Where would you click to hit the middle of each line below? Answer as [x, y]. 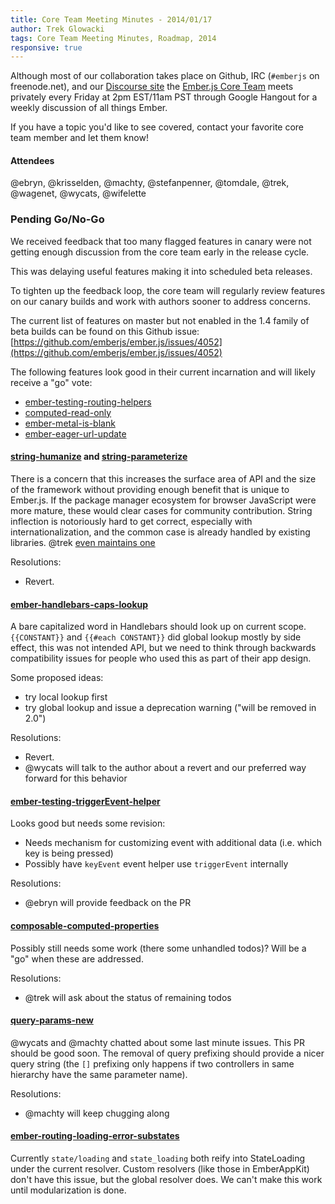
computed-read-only [68, 412]
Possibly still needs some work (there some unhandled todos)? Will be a [158, 948]
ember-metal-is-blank [70, 423]
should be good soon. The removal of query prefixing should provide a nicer [167, 1053]
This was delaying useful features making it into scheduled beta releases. [161, 271]
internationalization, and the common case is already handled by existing [160, 532]
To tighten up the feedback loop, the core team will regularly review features [168, 290]
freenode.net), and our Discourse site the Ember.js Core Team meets [152, 87]
